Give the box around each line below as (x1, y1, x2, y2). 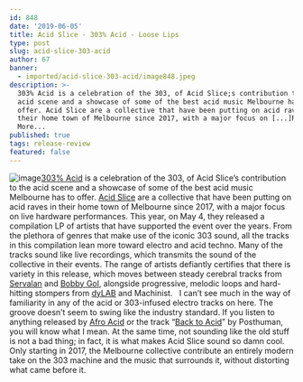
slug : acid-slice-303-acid (9, 47, 111, 56)
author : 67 (9, 55, 50, 64)
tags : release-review (9, 139, 91, 148)
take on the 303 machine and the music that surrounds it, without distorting (9, 354, 290, 366)
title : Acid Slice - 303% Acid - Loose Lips (9, 30, 179, 39)
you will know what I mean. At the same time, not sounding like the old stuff (9, 326, 290, 337)
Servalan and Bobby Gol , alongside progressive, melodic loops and (9, 277, 259, 289)
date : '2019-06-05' (9, 22, 83, 31)
